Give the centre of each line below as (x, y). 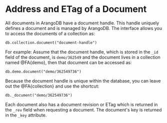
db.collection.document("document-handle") (51, 43)
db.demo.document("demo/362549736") (43, 71)
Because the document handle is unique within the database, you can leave (83, 81)
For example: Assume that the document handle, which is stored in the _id (82, 52)
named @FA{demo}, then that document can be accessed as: (68, 62)
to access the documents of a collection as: (50, 33)
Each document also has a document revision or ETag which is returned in (81, 104)
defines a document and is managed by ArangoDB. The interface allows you (84, 28)
